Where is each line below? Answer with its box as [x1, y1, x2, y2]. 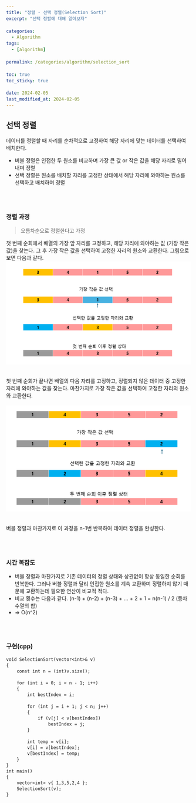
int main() [6, 768, 33, 774]
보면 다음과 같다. [6, 254, 44, 261]
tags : [6, 41, 19, 46]
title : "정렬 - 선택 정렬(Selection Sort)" [6, 9, 107, 15]
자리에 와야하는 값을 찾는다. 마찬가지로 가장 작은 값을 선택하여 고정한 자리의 [6, 384, 178, 392]
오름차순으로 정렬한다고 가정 [20, 227, 86, 234]
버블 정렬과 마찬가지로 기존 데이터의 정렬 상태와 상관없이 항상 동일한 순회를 [14, 573, 186, 580]
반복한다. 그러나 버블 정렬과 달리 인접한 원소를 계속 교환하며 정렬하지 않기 [14, 580, 183, 587]
